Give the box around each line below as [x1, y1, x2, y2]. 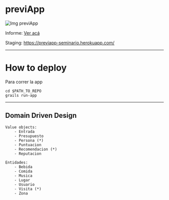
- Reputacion [14, 151, 42, 156]
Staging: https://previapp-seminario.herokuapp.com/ [5, 39, 115, 46]
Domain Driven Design [5, 111, 77, 120]
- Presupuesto [14, 134, 44, 139]
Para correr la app [5, 79, 43, 85]
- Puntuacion [14, 142, 42, 147]
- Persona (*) [14, 138, 44, 143]
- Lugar [14, 177, 30, 182]
